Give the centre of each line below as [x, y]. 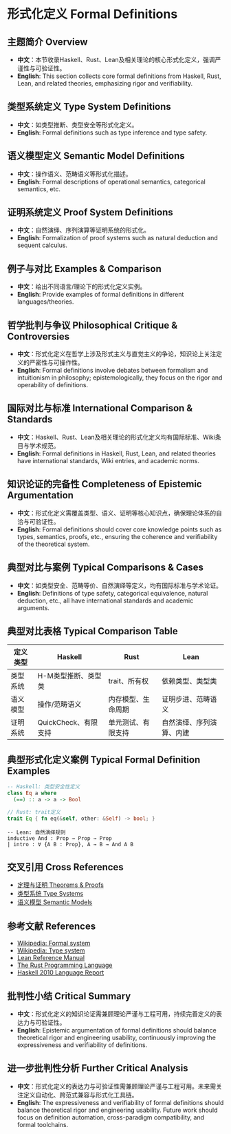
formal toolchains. [43, 1124]
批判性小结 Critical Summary [69, 996]
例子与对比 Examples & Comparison [84, 269]
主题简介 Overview [47, 42]
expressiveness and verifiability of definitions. [82, 1045]
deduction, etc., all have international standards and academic [105, 600]
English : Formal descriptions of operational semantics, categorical [111, 182]
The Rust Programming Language [65, 965]
